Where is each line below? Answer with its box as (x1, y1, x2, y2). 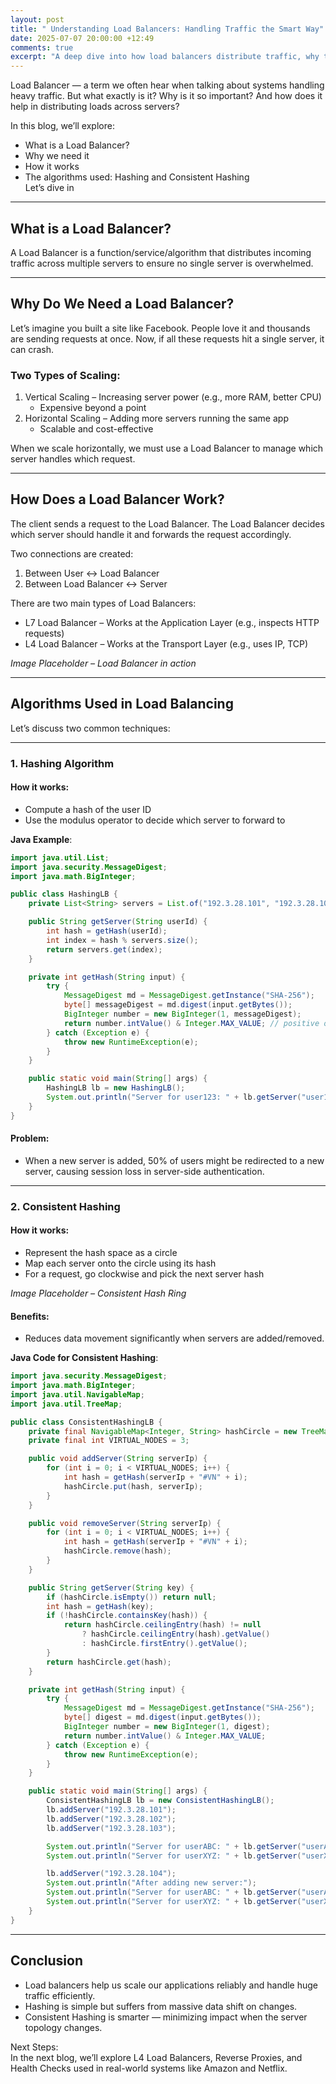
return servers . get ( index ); (46, 944, 163, 955)
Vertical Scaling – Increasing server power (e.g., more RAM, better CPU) (24, 391, 322, 403)
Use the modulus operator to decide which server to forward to (24, 814, 286, 826)
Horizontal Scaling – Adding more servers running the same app (24, 412, 289, 425)
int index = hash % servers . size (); (46, 935, 199, 945)
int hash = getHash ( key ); (46, 1601, 155, 1611)
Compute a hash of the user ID (24, 803, 152, 815)
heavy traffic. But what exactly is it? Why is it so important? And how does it (10, 90, 323, 102)
